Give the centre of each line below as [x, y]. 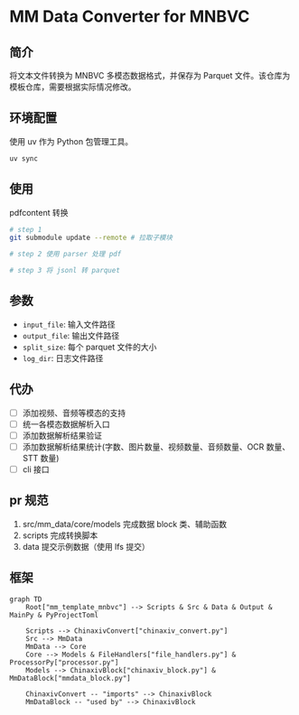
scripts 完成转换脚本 [60, 535]
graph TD [26, 599]
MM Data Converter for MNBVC [130, 17]
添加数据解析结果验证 [62, 435]
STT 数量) [41, 458]
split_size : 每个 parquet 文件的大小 [89, 347]
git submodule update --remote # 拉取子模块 [91, 238]
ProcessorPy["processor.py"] [64, 662]
